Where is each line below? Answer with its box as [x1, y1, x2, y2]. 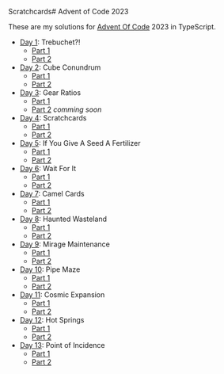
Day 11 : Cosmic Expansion [19, 290, 105, 300]
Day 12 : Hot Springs [19, 315, 85, 324]
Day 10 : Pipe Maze [19, 265, 81, 274]
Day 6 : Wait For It [19, 164, 77, 173]
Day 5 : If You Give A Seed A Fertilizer [19, 139, 141, 147]
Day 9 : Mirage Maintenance [19, 239, 111, 249]
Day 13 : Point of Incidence [19, 341, 105, 349]
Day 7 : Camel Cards [19, 189, 85, 198]
